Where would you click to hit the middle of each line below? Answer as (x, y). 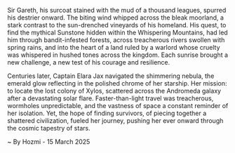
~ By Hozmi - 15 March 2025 (49, 142)
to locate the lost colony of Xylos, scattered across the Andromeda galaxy (114, 91)
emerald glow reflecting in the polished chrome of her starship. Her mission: (117, 83)
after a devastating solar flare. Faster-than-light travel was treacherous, (110, 98)
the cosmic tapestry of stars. (49, 128)
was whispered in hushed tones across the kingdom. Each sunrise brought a (118, 55)
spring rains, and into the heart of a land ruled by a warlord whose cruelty (114, 47)
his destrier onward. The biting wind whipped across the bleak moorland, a (116, 18)
